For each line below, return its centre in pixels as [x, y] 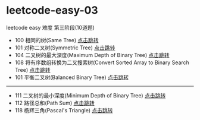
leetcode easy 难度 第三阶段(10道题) [51, 27]
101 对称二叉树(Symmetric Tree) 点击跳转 [65, 48]
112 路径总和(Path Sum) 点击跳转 [54, 103]
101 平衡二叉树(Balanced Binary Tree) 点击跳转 [72, 77]
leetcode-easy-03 [52, 10]
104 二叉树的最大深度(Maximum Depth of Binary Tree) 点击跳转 [92, 55]
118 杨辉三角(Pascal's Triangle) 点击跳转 [64, 110]
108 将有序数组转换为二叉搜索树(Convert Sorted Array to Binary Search [102, 62]
